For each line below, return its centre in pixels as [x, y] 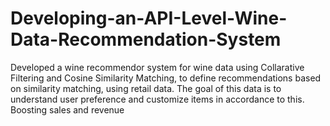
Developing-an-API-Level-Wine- [149, 18]
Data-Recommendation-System [146, 39]
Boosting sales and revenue [67, 109]
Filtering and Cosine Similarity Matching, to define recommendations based [166, 78]
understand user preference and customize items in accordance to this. [157, 99]
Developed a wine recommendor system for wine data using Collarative [157, 67]
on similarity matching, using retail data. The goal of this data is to [146, 88]
